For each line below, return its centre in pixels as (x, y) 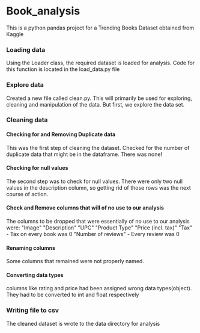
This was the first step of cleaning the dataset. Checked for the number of (98, 148)
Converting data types (35, 275)
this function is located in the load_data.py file (63, 69)
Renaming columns (31, 247)
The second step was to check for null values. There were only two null (95, 181)
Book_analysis (43, 11)
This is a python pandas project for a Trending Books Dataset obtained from (100, 28)
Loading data (26, 49)
